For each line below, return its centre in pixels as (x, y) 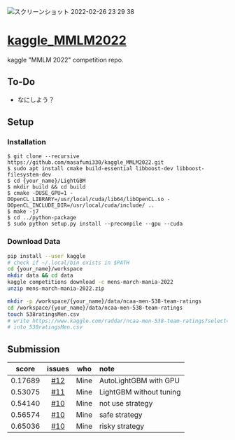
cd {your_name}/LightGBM (50, 181)
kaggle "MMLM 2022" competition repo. (65, 60)
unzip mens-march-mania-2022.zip (56, 289)
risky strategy (122, 426)
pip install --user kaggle (47, 256)
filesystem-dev (29, 175)
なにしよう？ (36, 99)
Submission (34, 349)
